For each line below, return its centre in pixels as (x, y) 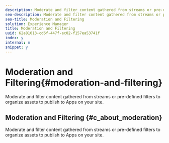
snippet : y (17, 47)
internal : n (18, 43)
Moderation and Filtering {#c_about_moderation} (84, 118)
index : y (14, 38)
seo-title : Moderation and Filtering (45, 19)
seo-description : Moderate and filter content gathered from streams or (83, 15)
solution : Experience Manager (37, 24)
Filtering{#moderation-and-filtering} (84, 83)
